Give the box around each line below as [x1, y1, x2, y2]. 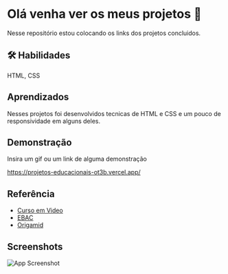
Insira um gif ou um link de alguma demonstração [7, 155, 148, 163]
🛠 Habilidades [7, 49, 71, 61]
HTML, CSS [7, 71, 41, 80]
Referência [7, 188, 55, 200]
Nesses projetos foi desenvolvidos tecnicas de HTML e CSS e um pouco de [7, 109, 221, 117]
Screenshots [7, 240, 63, 253]
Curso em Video [16, 206, 63, 215]
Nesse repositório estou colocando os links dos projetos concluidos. [7, 29, 201, 37]
